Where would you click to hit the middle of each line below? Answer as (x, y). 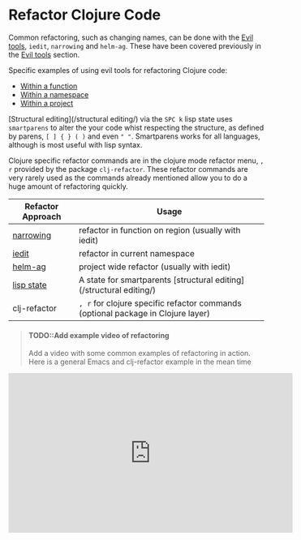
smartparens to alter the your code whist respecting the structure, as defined (136, 127)
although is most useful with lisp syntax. (75, 144)
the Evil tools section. (44, 54)
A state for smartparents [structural (146, 280)
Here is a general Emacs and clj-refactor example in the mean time (140, 362)
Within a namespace (54, 94)
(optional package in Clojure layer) (144, 313)
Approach (41, 216)
